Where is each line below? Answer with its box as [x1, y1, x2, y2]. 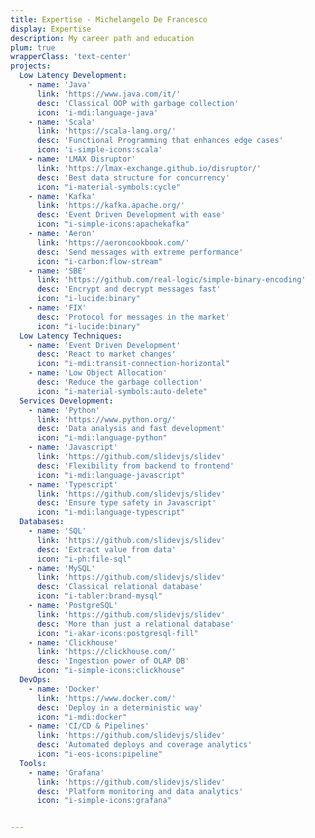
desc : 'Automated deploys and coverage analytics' [36, 740, 253, 750]
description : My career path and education [10, 33, 195, 43]
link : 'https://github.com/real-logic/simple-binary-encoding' [36, 275, 307, 285]
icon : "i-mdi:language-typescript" [36, 507, 186, 518]
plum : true [10, 42, 56, 53]
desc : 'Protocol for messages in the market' [36, 312, 230, 322]
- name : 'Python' [28, 405, 101, 415]
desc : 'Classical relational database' [36, 582, 203, 592]
